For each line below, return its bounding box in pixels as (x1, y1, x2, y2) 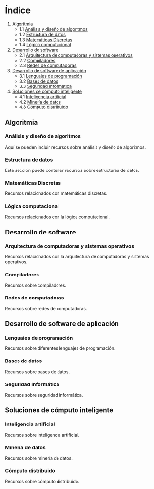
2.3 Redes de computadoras (19, 63, 77, 68)
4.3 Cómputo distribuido (19, 104, 68, 110)
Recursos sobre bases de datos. (5, 369, 70, 375)
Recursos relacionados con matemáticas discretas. (5, 191, 108, 196)
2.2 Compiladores (19, 57, 56, 63)
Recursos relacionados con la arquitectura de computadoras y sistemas (5, 254, 149, 260)
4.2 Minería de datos (19, 99, 61, 105)
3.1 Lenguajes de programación (19, 73, 82, 79)
